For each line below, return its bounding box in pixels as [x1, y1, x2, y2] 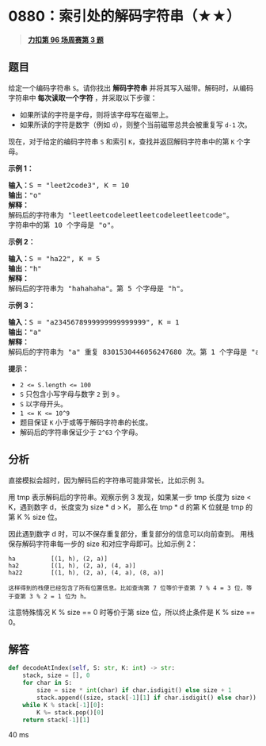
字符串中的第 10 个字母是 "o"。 [8, 220, 119, 229]
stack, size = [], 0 [22, 671, 90, 679]
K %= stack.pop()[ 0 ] [36, 708, 104, 717]
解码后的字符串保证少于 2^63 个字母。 [19, 427, 142, 436]
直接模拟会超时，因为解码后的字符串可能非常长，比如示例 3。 [8, 475, 209, 485]
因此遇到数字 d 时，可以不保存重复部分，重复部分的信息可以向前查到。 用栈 [8, 529, 255, 538]
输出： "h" [8, 263, 42, 273]
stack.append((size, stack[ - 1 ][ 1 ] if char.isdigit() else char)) [36, 694, 257, 702]
